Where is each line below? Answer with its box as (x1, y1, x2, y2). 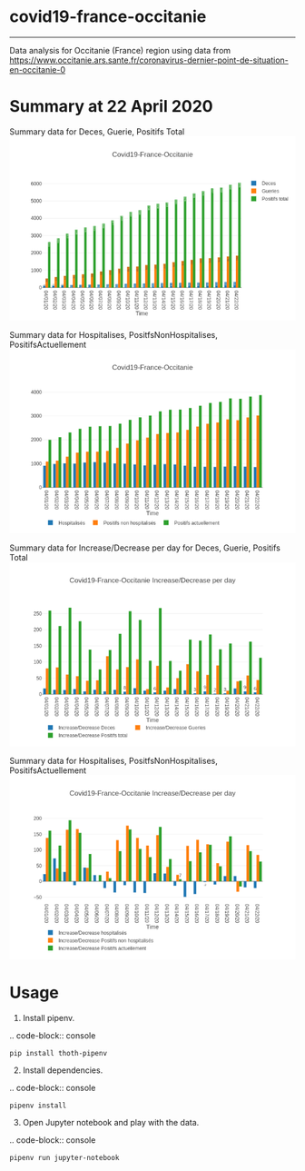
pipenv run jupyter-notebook (9, 1153, 120, 1162)
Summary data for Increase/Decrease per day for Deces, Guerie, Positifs (9, 542, 281, 553)
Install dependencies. (22, 1065, 103, 1076)
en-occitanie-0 (9, 64, 66, 74)
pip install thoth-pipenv (9, 1048, 107, 1057)
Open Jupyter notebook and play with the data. (22, 1116, 200, 1127)
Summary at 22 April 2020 (9, 96, 213, 117)
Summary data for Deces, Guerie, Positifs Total (9, 125, 185, 137)
